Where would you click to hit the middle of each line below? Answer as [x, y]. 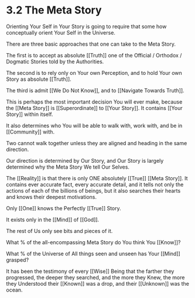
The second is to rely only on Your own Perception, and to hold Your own [94, 73]
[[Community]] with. [30, 132]
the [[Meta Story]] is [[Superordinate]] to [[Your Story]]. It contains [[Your [94, 108]
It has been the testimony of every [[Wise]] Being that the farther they [90, 271]
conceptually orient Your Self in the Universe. [61, 32]
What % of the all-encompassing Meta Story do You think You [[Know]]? [93, 242]
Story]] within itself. [30, 114]
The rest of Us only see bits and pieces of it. [59, 231]
